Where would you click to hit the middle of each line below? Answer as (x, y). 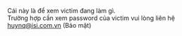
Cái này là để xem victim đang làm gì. (61, 11)
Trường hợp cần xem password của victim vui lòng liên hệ (91, 18)
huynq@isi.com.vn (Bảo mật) (49, 25)
